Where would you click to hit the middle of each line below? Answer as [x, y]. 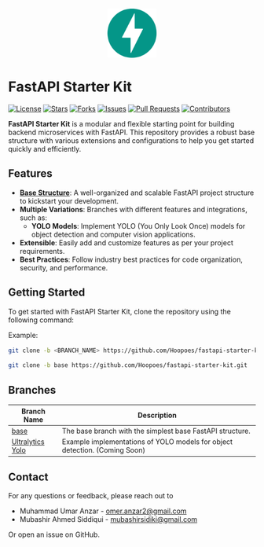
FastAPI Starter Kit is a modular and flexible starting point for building [121, 123]
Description [157, 415]
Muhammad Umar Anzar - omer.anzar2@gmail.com [103, 511]
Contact [28, 477]
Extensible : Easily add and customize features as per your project [126, 242]
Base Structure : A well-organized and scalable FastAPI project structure [137, 193]
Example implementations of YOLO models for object [147, 442]
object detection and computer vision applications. [113, 234]
